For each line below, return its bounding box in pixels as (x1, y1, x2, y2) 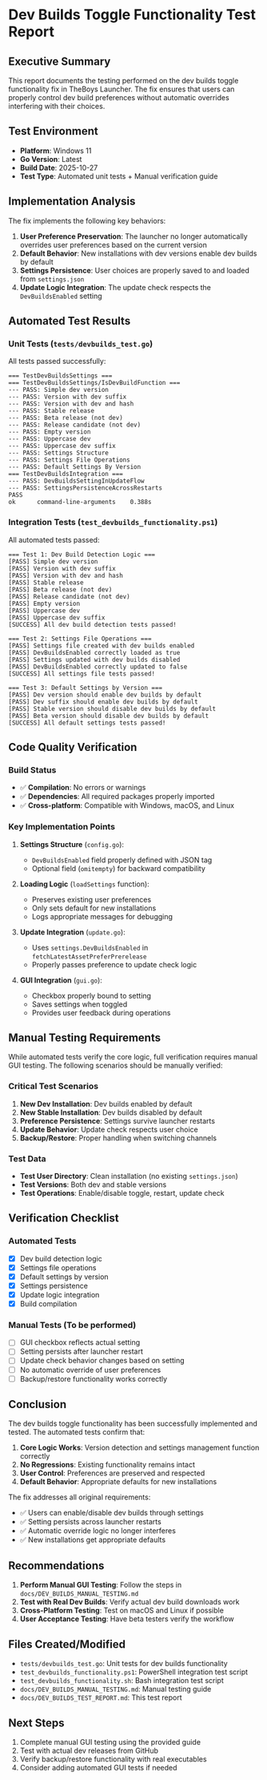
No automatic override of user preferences (19, 1365, 161, 1374)
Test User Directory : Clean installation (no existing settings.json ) (19, 1172, 238, 1181)
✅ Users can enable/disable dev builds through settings (19, 1508, 204, 1518)
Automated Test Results (8, 314, 131, 328)
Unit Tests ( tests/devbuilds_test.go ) (8, 338, 153, 349)
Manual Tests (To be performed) (8, 1319, 137, 1330)
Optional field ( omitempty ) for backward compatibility (31, 863, 206, 873)
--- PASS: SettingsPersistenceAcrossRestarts (8, 484, 162, 492)
